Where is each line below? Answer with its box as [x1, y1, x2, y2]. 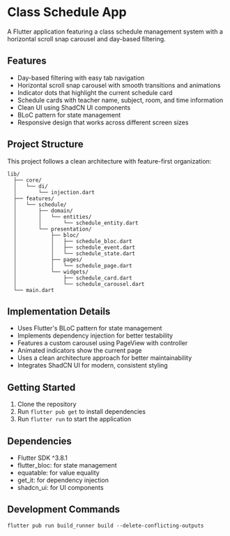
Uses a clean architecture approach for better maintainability [17, 354, 192, 362]
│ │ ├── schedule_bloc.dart [13, 238, 132, 245]
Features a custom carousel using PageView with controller [17, 339, 188, 347]
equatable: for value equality [17, 469, 100, 477]
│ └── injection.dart [13, 189, 95, 196]
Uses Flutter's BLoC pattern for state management [17, 324, 162, 333]
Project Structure [7, 138, 84, 150]
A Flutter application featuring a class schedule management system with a [7, 27, 223, 36]
